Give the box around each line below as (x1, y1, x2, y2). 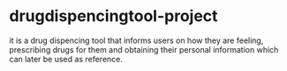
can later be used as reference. (9, 53, 124, 64)
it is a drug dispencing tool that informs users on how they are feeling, (9, 35, 264, 46)
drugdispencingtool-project (9, 6, 218, 26)
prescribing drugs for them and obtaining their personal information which (9, 44, 279, 54)
